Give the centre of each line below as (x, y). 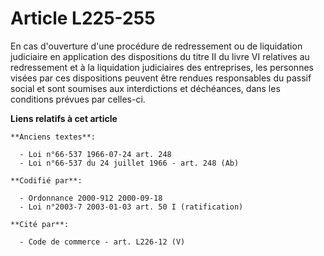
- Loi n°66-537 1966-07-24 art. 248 (95, 154)
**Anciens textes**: (53, 137)
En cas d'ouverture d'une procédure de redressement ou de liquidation (156, 46)
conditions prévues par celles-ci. (78, 99)
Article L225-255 (83, 18)
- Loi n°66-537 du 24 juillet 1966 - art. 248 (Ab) (129, 163)
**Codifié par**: (46, 180)
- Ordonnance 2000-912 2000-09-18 (91, 198)
